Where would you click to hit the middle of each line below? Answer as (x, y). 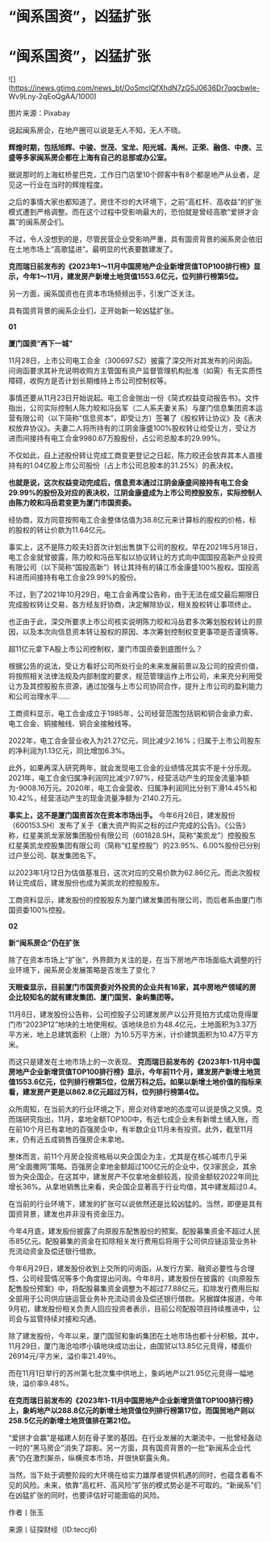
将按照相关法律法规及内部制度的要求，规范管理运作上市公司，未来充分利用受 (135, 676)
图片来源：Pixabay (40, 113)
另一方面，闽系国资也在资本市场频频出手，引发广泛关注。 (104, 294)
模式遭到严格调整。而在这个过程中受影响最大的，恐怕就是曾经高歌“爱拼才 (130, 212)
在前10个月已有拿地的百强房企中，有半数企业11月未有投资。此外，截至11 (127, 1129)
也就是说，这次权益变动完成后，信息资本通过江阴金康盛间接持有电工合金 (128, 483)
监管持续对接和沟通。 (65, 1319)
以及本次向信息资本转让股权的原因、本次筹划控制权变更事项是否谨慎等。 (142, 632)
